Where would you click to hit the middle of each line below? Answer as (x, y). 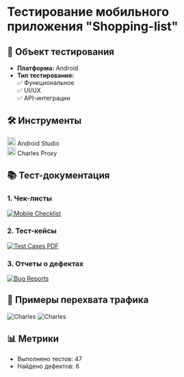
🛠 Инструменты (44, 121)
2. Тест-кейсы (32, 231)
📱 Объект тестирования (61, 52)
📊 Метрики (33, 339)
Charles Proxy (37, 153)
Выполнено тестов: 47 (49, 359)
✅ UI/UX (29, 90)
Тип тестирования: (45, 75)
